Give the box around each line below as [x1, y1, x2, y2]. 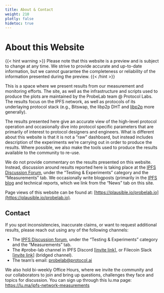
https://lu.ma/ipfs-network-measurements [5, 282, 90, 288]
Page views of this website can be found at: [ [5, 189, 96, 196]
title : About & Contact [5, 7, 54, 12]
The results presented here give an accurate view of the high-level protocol [5, 118, 157, 125]
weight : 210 [5, 12, 29, 17]
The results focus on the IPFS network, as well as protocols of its [5, 99, 136, 105]
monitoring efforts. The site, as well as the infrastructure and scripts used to [5, 89, 158, 94]
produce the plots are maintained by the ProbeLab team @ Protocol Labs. [5, 93, 153, 99]
